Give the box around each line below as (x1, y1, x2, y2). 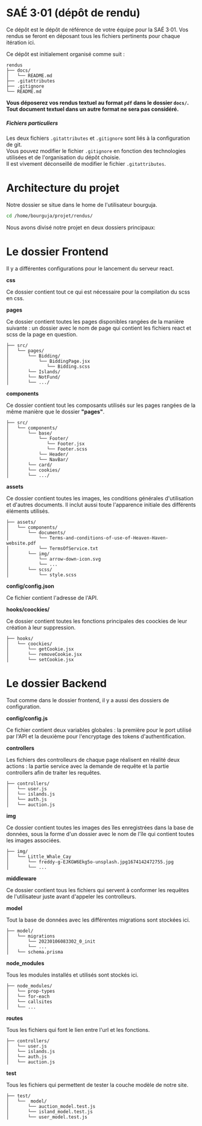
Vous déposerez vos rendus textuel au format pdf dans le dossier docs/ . (6, 99, 189, 106)
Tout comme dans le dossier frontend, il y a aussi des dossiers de (6, 696, 169, 703)
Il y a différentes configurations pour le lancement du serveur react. (6, 265, 174, 272)
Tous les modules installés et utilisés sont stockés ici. (6, 971, 139, 978)
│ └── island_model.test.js (6, 1109, 93, 1115)
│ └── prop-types (6, 988, 55, 994)
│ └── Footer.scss (6, 446, 87, 452)
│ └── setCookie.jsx (6, 656, 74, 662)
